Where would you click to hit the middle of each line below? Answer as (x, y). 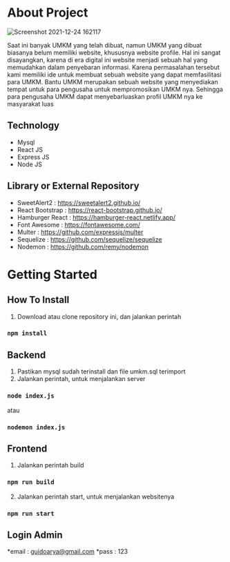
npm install (27, 333)
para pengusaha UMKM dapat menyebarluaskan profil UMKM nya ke (105, 96)
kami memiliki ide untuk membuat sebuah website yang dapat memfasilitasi (115, 75)
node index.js (31, 396)
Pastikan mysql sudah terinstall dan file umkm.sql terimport (101, 371)
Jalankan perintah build (50, 465)
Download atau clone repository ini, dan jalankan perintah (99, 316)
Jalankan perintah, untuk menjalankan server (81, 379)
